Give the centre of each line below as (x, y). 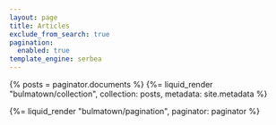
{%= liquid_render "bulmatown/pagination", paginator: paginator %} (134, 111)
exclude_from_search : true (60, 34)
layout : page (34, 17)
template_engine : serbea (56, 59)
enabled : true (43, 51)
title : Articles (39, 26)
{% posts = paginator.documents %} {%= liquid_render (111, 84)
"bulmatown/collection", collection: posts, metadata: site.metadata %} (138, 94)
